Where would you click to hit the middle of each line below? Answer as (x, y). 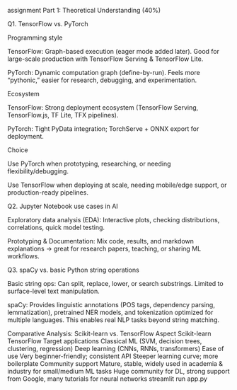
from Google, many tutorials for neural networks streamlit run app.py (107, 379)
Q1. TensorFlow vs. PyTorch (48, 24)
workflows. (24, 256)
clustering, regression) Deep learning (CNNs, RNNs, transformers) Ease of (116, 349)
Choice (18, 150)
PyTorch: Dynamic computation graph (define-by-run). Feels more (104, 73)
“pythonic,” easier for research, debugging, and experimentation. (102, 80)
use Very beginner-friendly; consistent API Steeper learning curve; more (113, 356)
